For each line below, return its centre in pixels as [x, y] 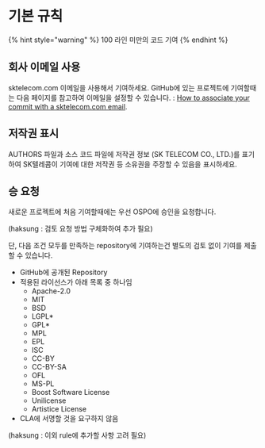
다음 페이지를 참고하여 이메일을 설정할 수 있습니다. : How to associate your [133, 98]
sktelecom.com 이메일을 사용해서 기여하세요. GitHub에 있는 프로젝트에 [119, 87]
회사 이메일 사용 [44, 67]
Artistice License [59, 409]
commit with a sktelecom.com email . [68, 106]
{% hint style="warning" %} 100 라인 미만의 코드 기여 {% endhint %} [118, 40]
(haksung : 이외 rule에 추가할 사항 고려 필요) [77, 435]
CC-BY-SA [49, 367]
